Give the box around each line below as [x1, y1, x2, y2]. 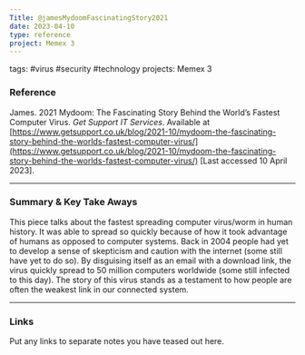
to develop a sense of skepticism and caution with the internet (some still [9, 245, 283, 256]
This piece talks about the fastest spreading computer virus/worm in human [9, 216, 293, 227]
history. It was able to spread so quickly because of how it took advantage [9, 226, 288, 237]
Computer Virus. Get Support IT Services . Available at [9, 116, 211, 127]
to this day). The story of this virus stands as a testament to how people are [9, 274, 292, 285]
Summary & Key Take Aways [9, 196, 138, 209]
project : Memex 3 [9, 38, 75, 48]
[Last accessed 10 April [200, 155, 288, 166]
